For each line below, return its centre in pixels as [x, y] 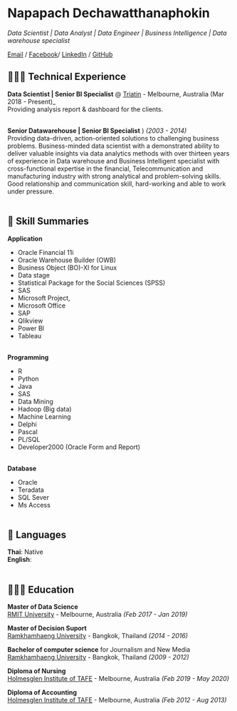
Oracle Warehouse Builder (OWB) [67, 260]
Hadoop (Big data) [45, 409]
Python [28, 378]
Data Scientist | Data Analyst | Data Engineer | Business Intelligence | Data [117, 33]
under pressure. [31, 191]
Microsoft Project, [44, 298]
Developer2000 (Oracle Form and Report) [79, 447]
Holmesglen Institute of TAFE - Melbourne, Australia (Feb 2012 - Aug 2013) [117, 700]
